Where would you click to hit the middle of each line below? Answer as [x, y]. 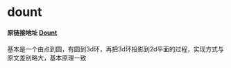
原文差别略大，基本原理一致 [47, 58]
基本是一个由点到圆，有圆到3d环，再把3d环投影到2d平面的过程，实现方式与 [115, 49]
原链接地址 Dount [32, 33]
